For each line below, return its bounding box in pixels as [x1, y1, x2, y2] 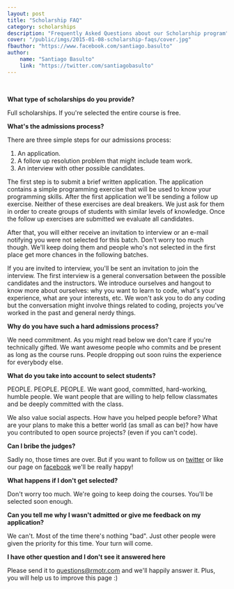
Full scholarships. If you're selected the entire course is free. [7, 108, 181, 117]
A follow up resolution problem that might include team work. [17, 157, 193, 165]
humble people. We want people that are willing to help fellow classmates [7, 392, 218, 400]
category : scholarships [7, 23, 77, 30]
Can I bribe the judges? [7, 442, 76, 450]
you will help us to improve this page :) [7, 574, 118, 582]
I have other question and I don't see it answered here [7, 553, 166, 561]
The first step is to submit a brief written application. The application [7, 177, 203, 186]
